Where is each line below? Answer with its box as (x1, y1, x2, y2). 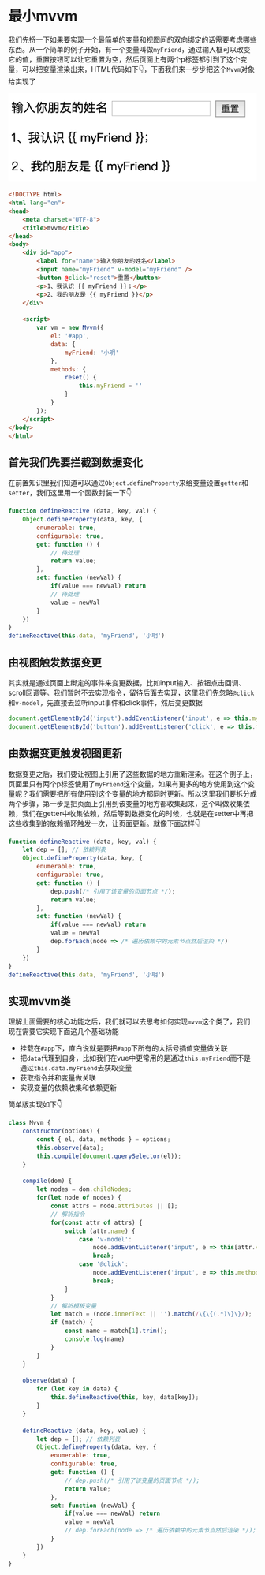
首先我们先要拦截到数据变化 (8, 455, 144, 469)
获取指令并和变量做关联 (19, 1073, 96, 1083)
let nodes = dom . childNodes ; (36, 1185, 132, 1193)
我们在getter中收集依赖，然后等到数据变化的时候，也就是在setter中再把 (21, 808, 254, 818)
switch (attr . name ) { (64, 1227, 136, 1235)
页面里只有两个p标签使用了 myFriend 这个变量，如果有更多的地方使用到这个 (8, 778, 248, 789)
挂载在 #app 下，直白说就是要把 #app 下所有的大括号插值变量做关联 (19, 1043, 229, 1053)
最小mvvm (8, 7, 78, 25)
